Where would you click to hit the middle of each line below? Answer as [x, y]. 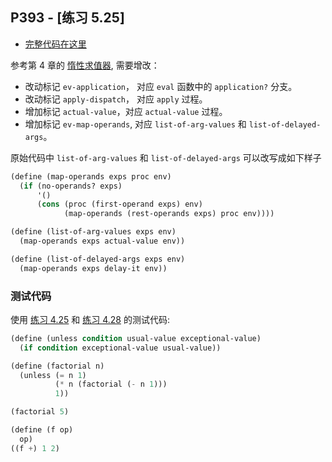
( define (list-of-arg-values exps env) [93, 232]
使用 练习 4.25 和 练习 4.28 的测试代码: [90, 319]
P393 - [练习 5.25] [67, 18]
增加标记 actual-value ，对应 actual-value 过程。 [126, 111]
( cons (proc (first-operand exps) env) [119, 204]
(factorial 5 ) [40, 412]
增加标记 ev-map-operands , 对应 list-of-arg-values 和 [135, 124]
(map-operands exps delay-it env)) [93, 268]
